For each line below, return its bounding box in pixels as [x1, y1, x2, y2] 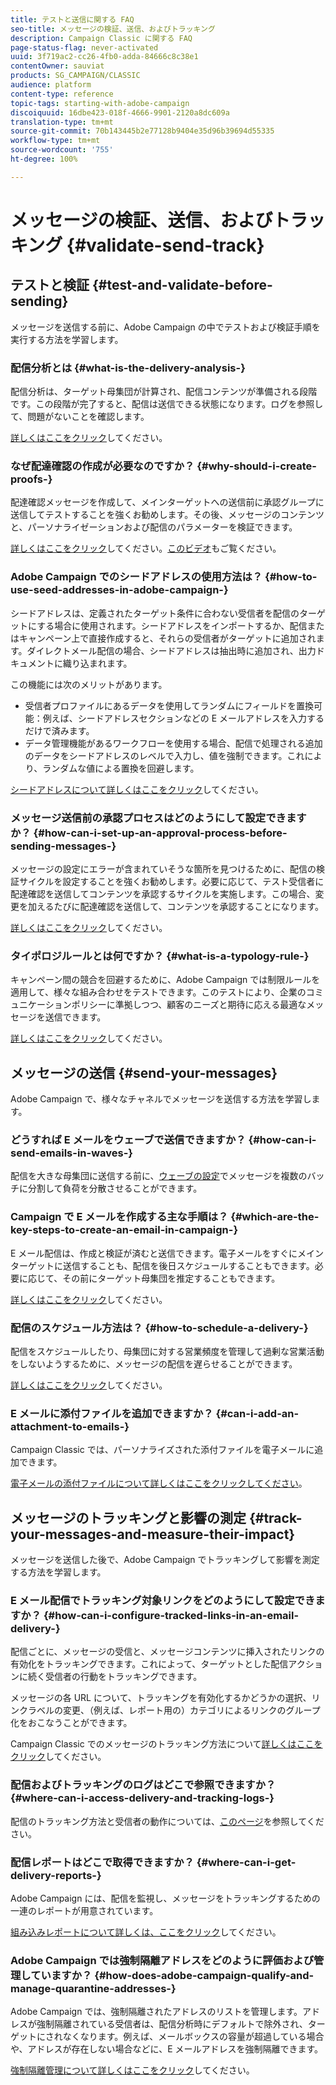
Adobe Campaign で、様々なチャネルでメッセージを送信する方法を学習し [10, 1093, 312, 1105]
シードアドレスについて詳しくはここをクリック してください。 [10, 783, 264, 795]
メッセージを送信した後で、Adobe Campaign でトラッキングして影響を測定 [10, 1554, 320, 1566]
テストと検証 [10, 277, 90, 294]
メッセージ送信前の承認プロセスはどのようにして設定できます [10, 811, 307, 825]
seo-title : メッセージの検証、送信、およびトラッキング [10, 24, 216, 34]
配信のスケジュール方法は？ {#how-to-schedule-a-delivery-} [10, 1321, 309, 1335]
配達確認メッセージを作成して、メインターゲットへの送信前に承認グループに [10, 496, 325, 508]
